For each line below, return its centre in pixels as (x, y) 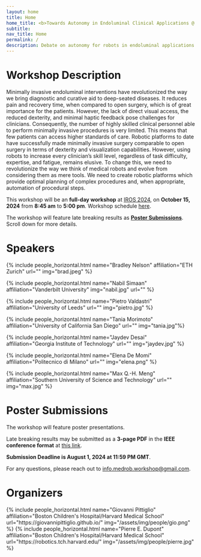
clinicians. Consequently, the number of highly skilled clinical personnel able (100, 123)
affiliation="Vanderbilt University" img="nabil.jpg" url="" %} (80, 289)
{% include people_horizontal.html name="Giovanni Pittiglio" (81, 509)
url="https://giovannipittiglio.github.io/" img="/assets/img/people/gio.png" (98, 522)
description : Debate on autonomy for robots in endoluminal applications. (102, 46)
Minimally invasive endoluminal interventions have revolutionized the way (97, 92)
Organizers (34, 493)
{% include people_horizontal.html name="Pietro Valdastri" (79, 301)
